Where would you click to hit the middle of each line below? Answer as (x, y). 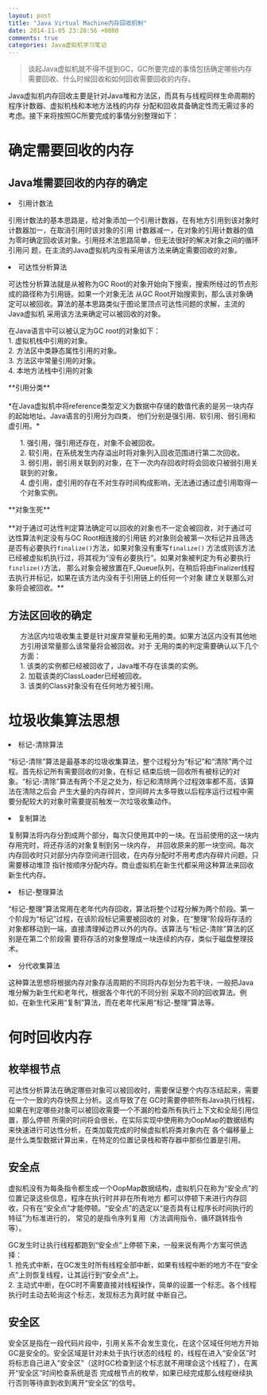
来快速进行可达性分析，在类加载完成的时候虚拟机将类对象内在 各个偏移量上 (131, 1130)
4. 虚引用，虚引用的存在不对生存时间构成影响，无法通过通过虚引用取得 (135, 483)
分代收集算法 (39, 966)
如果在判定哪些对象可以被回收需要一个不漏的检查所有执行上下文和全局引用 (130, 1110)
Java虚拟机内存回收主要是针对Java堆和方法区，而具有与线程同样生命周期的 (132, 96)
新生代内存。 (29, 875)
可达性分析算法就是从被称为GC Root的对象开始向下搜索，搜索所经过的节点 (130, 284)
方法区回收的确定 (50, 615)
